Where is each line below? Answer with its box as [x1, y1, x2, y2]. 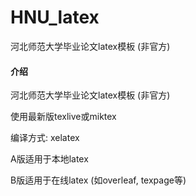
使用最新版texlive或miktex [10, 111, 117, 123]
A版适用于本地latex [10, 153, 89, 165]
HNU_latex [10, 6, 100, 29]
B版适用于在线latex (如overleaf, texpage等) [10, 174, 187, 186]
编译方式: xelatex [10, 132, 80, 144]
